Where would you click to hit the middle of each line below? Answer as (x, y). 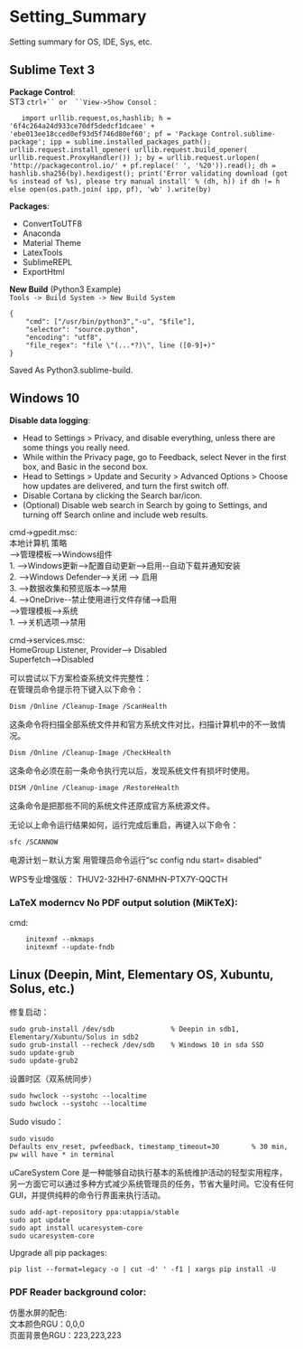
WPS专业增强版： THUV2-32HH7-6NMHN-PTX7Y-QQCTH (119, 879)
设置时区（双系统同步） (53, 1079)
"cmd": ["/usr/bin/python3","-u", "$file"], (110, 321)
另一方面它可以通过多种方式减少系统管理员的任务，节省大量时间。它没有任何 (151, 1184)
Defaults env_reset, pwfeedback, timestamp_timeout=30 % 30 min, (149, 1146)
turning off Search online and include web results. (115, 514)
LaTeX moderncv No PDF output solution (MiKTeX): (124, 903)
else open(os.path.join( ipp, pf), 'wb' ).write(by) (110, 189)
